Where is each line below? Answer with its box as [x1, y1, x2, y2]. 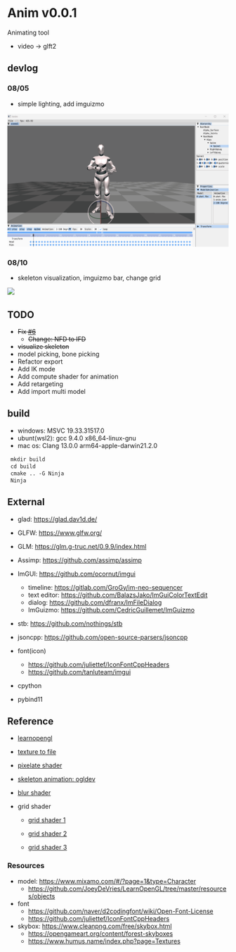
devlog [7, 62, 39, 75]
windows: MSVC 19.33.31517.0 [17, 426, 105, 435]
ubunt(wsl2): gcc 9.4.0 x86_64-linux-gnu [17, 433, 137, 442]
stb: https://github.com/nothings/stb [17, 619, 123, 628]
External [7, 496, 45, 508]
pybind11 [17, 695, 44, 703]
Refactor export [17, 357, 63, 366]
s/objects [27, 891, 55, 900]
